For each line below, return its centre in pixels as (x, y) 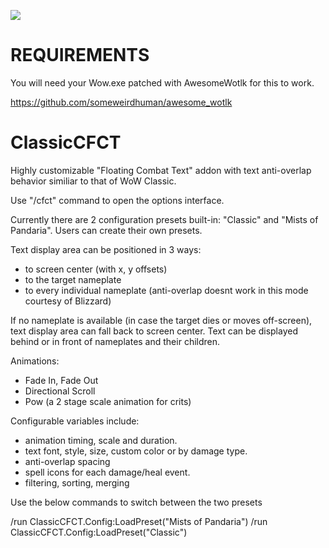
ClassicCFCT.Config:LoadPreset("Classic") (99, 532)
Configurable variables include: (75, 421)
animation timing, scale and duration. (101, 440)
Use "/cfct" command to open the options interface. (117, 200)
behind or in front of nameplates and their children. (115, 341)
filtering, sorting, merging (77, 482)
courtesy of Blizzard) (68, 301)
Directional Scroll (60, 391)
